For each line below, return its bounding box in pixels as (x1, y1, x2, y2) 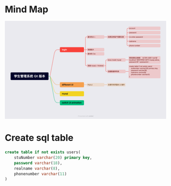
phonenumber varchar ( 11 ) (14, 171, 67, 176)
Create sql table (5, 132, 74, 144)
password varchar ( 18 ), (14, 160, 62, 166)
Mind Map (5, 4, 49, 15)
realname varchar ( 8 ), (14, 166, 60, 171)
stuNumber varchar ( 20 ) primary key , (14, 155, 93, 160)
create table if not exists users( (5, 150, 81, 155)
